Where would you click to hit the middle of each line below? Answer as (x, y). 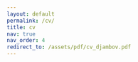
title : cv (21, 27)
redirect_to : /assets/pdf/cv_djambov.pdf (69, 47)
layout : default (31, 14)
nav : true (21, 34)
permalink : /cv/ (31, 21)
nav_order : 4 (26, 41)
